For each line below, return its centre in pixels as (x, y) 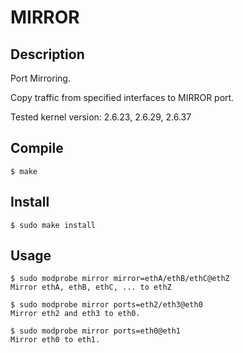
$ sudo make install (53, 225)
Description (47, 54)
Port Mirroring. (40, 78)
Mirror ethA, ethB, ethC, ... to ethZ (91, 287)
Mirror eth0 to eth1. (55, 340)
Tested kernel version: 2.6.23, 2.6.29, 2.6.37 (101, 117)
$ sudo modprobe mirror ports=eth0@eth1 (96, 331)
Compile (37, 148)
